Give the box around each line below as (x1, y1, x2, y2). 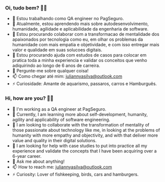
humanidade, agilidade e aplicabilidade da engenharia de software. (12, 26, 149, 32)
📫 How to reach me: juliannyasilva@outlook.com (12, 164, 112, 170)
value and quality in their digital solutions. (12, 137, 97, 143)
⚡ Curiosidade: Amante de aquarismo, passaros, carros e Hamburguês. (12, 81, 157, 87)
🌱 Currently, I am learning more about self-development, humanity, (12, 111, 148, 117)
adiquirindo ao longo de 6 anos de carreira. (12, 62, 100, 68)
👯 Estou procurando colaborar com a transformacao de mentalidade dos (12, 31, 160, 37)
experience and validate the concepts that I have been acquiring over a (12, 148, 157, 154)
